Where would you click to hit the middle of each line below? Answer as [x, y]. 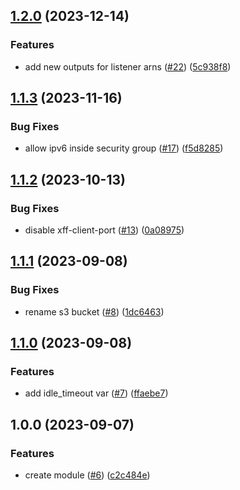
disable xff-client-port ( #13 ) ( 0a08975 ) [104, 230]
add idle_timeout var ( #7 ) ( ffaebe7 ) [96, 393]
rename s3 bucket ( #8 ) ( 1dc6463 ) [94, 311]
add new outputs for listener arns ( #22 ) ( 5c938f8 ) [128, 66]
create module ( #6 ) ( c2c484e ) [87, 475]
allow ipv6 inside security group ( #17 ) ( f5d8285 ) [124, 148]
